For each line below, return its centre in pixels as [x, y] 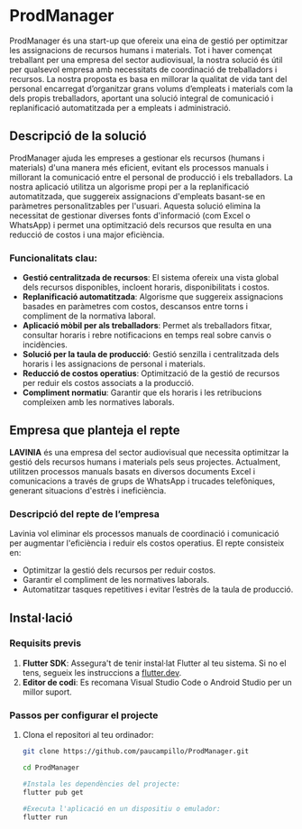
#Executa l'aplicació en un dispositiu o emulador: [121, 808]
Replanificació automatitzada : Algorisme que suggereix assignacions [153, 297]
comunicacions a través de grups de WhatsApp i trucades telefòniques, [142, 481]
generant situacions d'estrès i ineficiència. [88, 490]
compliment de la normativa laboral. [89, 316]
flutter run [45, 817]
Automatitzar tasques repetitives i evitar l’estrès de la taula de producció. [158, 590]
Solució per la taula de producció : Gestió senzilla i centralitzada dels [151, 355]
